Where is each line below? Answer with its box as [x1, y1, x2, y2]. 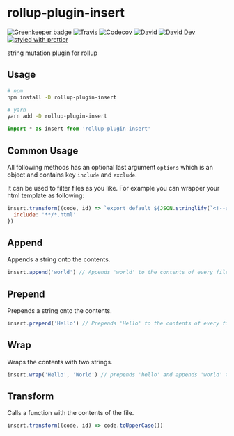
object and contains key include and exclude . [7, 170, 137, 179]
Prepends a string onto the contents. [7, 307, 113, 315]
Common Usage [7, 145, 79, 156]
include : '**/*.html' [13, 211, 77, 218]
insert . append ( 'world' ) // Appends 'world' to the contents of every [7, 269, 214, 276]
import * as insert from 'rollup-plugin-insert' [7, 125, 151, 133]
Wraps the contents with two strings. [7, 357, 113, 366]
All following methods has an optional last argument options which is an [7, 163, 214, 171]
